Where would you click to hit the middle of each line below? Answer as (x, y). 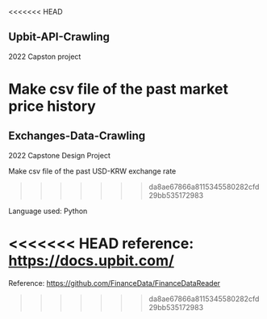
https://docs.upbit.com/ (92, 261)
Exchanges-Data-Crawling (77, 136)
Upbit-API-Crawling (59, 37)
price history (52, 106)
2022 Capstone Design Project (59, 155)
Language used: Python (48, 211)
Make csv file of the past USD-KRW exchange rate (92, 171)
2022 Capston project (45, 57)
